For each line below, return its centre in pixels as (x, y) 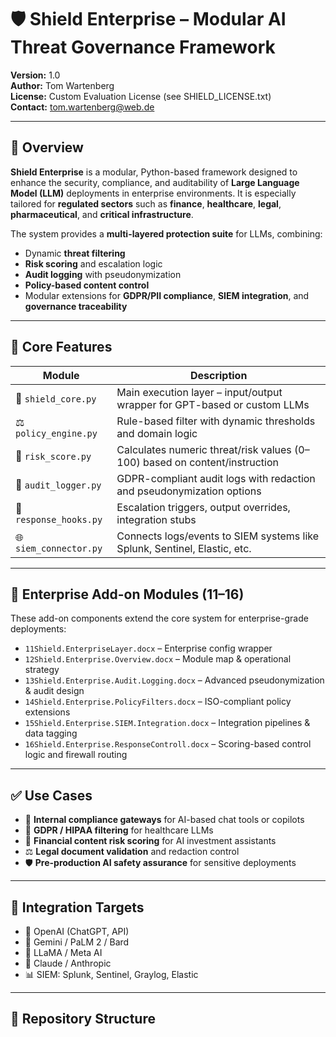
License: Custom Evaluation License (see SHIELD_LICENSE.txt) (141, 96)
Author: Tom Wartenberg (62, 85)
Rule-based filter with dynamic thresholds (216, 421)
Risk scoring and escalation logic (93, 263)
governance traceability (76, 306)
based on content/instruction (211, 462)
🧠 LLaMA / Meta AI (63, 952)
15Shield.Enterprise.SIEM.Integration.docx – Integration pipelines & (167, 723)
